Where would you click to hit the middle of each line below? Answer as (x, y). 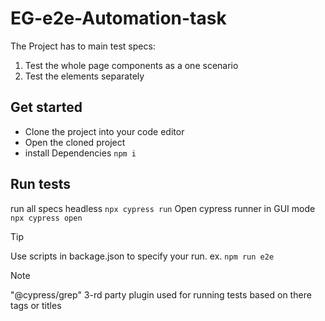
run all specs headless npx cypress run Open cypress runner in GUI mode (163, 208)
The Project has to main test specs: (83, 46)
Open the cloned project (75, 142)
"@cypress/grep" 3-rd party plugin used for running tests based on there (161, 294)
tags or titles (36, 305)
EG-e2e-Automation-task (118, 18)
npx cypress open (46, 218)
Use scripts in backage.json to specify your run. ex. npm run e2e (142, 256)
